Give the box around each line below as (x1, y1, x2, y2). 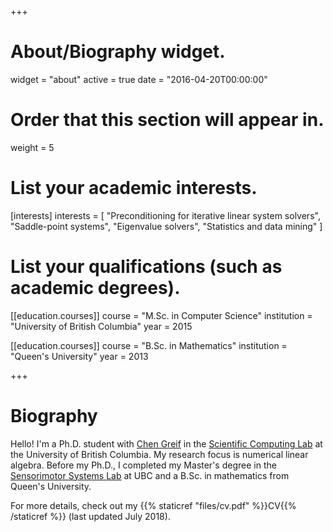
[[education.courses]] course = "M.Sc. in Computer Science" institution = (10, 309, 313, 321)
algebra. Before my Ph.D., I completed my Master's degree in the (10, 459, 277, 471)
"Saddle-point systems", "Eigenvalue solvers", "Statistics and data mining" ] (10, 220, 323, 232)
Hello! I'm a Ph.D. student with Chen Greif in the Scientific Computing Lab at (10, 437, 323, 450)
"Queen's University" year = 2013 (10, 350, 149, 362)
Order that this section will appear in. (10, 109, 325, 131)
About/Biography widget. (10, 41, 226, 63)
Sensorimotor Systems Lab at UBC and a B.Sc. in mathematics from (10, 469, 290, 481)
